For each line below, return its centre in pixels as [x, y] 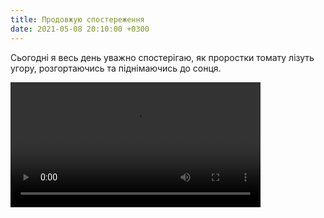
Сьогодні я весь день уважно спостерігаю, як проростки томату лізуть [162, 57]
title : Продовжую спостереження [77, 19]
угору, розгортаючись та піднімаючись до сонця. [116, 68]
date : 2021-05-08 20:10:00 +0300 [80, 29]
